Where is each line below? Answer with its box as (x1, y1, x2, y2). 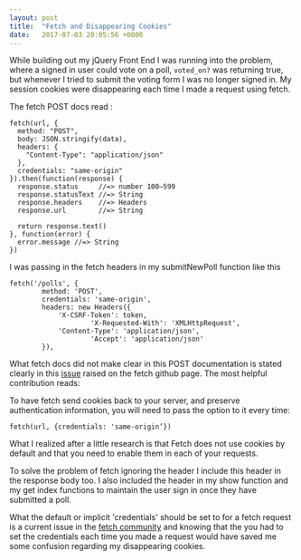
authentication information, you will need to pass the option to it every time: (9, 405, 291, 416)
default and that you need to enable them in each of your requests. (9, 448, 259, 459)
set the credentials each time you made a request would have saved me (9, 531, 277, 542)
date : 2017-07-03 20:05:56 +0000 (9, 30, 144, 39)
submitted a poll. (9, 495, 72, 506)
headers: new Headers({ (42, 303, 131, 313)
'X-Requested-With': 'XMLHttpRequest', (89, 319, 241, 328)
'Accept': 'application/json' (89, 334, 204, 344)
